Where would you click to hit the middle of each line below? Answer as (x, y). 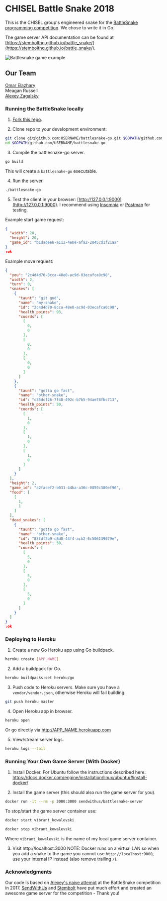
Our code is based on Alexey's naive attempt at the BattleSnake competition (83, 882)
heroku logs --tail (25, 749)
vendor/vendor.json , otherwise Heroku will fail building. (69, 693)
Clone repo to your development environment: (59, 129)
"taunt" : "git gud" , (40, 298)
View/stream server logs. (38, 739)
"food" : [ (20, 492)
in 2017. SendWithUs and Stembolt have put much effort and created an (78, 888)
